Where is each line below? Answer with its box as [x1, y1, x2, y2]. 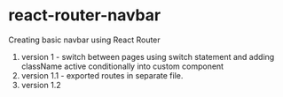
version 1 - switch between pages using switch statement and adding [20, 51, 275, 62]
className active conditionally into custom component [20, 61, 224, 71]
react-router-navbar [8, 5, 161, 26]
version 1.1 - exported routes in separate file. [20, 70, 184, 80]
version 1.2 [20, 79, 61, 90]
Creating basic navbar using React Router [8, 34, 161, 45]
